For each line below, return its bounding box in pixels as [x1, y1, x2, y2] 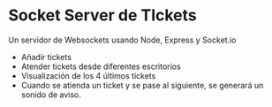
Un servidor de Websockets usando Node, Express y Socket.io [8, 34, 237, 45]
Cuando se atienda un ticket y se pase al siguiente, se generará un [20, 80, 264, 90]
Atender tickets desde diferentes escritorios [20, 61, 182, 72]
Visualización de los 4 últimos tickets [20, 70, 156, 80]
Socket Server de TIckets [8, 5, 198, 26]
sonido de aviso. [20, 89, 81, 100]
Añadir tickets [20, 51, 72, 62]
